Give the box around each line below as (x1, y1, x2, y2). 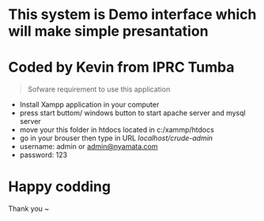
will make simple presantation (8, 22, 209, 40)
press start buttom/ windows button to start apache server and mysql (19, 108, 247, 118)
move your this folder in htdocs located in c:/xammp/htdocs (19, 125, 215, 135)
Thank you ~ (8, 204, 50, 214)
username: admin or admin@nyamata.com (19, 142, 158, 152)
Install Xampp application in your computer (19, 100, 160, 110)
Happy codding (8, 178, 111, 196)
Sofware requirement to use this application (27, 84, 171, 94)
